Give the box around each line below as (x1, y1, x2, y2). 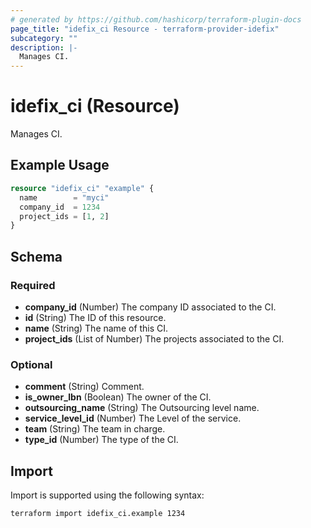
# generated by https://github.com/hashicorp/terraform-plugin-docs (10, 14, 302, 25)
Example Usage (10, 157, 110, 174)
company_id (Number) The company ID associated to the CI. (24, 301, 277, 313)
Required (10, 278, 56, 292)
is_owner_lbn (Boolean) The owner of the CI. (24, 391, 212, 403)
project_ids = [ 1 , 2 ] (19, 211, 110, 221)
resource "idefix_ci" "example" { (10, 183, 155, 193)
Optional (10, 357, 53, 371)
